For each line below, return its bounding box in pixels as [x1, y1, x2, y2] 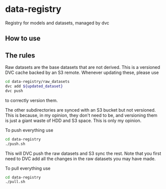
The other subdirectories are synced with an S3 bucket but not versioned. [5, 107, 156, 113]
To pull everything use [5, 165, 51, 171]
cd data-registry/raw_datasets [5, 79, 70, 84]
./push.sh [5, 141, 26, 146]
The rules [5, 51, 36, 60]
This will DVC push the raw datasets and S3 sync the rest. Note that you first [5, 150, 162, 156]
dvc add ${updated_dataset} [5, 84, 63, 89]
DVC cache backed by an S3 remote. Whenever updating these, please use [5, 69, 159, 75]
